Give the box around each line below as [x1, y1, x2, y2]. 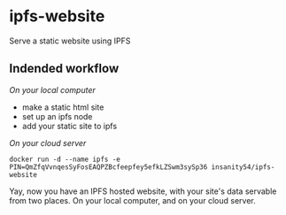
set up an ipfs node [21, 111, 93, 121]
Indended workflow [9, 61, 120, 76]
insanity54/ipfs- [211, 162, 275, 172]
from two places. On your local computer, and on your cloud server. [9, 195, 256, 205]
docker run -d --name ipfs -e [9, 155, 121, 164]
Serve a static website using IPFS [9, 35, 131, 46]
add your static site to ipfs [21, 120, 118, 131]
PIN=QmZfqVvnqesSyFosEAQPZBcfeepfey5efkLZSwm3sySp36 [9, 162, 208, 172]
